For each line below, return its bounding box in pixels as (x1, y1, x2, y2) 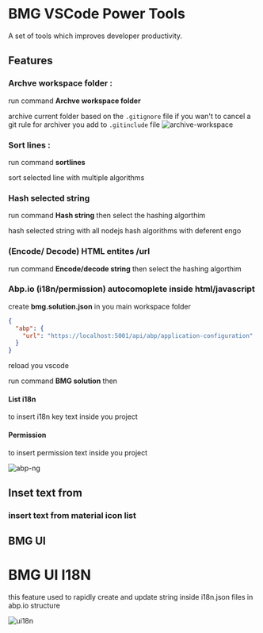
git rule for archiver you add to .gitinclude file (8, 120, 161, 129)
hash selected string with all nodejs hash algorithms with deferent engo (8, 226, 242, 236)
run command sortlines (8, 157, 86, 167)
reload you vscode (8, 361, 70, 370)
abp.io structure (8, 600, 61, 611)
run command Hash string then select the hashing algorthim (8, 211, 206, 221)
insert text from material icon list (8, 509, 136, 520)
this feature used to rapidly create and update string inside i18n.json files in (8, 593, 253, 602)
